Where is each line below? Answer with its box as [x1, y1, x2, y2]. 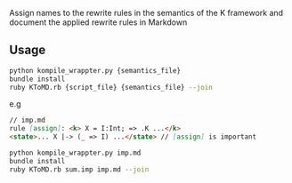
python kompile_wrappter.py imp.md [9, 148, 142, 158]
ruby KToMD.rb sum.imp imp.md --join [9, 164, 150, 174]
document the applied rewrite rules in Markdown [9, 17, 188, 28]
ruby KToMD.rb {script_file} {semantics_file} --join [9, 83, 214, 91]
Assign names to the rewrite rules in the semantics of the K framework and [9, 8, 283, 18]
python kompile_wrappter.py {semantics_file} [9, 66, 181, 75]
